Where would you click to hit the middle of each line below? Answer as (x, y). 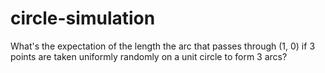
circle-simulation (83, 18)
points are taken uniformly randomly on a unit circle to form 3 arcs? (149, 56)
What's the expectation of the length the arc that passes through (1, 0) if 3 (163, 46)
